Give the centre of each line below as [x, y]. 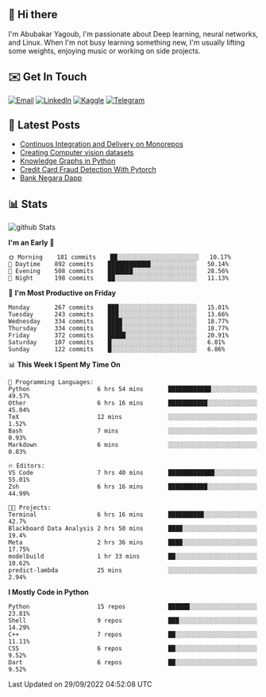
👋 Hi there [33, 15]
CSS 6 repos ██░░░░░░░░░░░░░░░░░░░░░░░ [133, 649]
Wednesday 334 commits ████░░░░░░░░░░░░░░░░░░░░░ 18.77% [118, 322]
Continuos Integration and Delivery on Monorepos [102, 144]
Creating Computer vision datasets [77, 153]
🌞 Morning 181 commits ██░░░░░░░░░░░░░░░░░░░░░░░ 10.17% [120, 257]
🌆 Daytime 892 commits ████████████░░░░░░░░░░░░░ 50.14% [118, 264]
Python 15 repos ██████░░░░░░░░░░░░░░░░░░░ [133, 607]
